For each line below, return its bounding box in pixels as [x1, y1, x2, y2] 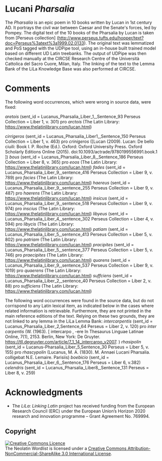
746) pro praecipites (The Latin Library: [5, 252, 84, 258]
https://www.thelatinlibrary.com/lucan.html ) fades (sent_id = [5, 164, 126, 170]
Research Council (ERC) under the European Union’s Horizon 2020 [12, 408, 146, 414]
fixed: [5, 104, 16, 110]
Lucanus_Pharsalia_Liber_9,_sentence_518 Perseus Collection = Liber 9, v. [5, 200, 153, 206]
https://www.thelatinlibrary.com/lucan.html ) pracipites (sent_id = [5, 241, 134, 247]
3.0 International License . [61, 450, 113, 456]
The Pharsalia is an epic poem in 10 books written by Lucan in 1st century [5, 19, 152, 25]
